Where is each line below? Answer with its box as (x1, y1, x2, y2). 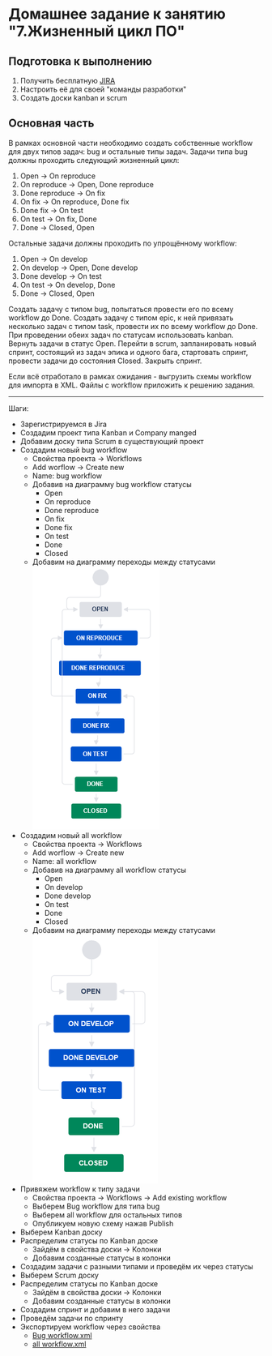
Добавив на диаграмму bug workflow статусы (32, 479, 192, 489)
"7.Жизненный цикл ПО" (8, 22, 185, 41)
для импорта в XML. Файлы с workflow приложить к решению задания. (8, 380, 255, 390)
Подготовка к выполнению (8, 54, 152, 68)
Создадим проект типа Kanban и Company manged (19, 427, 197, 438)
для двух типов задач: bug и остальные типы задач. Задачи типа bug (8, 147, 249, 156)
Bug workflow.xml (32, 1330, 92, 1340)
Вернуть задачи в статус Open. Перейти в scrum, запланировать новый (8, 338, 257, 349)
